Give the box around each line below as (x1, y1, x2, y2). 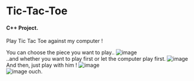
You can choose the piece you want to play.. (6, 49, 115, 56)
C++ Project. (6, 24, 39, 31)
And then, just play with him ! (6, 61, 77, 69)
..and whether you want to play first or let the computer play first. (6, 55, 166, 63)
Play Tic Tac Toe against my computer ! (6, 38, 103, 45)
